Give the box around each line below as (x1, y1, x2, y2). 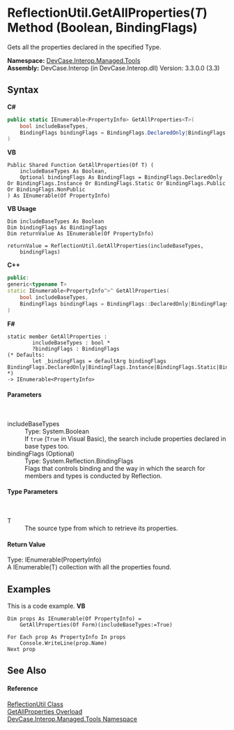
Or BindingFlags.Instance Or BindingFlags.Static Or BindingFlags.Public (7, 180, 226, 187)
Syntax (7, 84, 39, 96)
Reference (7, 684, 38, 692)
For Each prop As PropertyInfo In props (7, 634, 127, 641)
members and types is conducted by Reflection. (24, 472, 162, 480)
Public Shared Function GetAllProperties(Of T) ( (7, 162, 155, 169)
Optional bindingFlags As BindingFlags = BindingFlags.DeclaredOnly (19, 174, 223, 181)
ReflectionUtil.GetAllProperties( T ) (7, 5, 208, 21)
